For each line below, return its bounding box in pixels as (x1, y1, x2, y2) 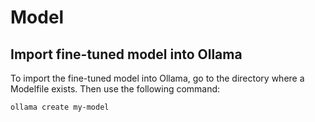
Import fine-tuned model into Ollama (10, 46, 243, 63)
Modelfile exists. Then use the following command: (10, 83, 221, 95)
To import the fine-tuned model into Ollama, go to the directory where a (10, 72, 305, 84)
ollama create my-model (10, 102, 110, 112)
